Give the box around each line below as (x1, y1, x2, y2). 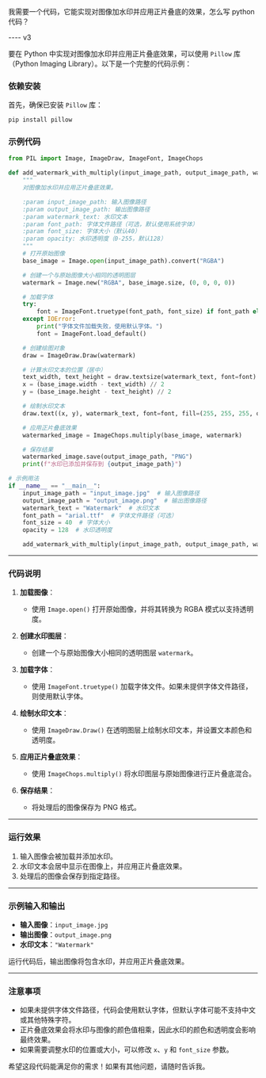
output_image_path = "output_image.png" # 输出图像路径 (22, 496, 207, 505)
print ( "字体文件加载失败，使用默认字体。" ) (36, 323, 163, 331)
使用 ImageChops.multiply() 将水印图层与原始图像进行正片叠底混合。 (31, 769, 256, 778)
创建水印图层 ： (19, 631, 69, 640)
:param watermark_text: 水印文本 (22, 212, 128, 220)
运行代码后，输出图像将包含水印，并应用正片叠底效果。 (8, 956, 188, 965)
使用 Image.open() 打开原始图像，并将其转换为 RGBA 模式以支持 (31, 605, 240, 614)
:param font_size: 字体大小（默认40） (22, 227, 141, 235)
